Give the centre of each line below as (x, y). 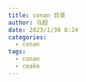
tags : (17, 52)
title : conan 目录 (37, 15)
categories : (27, 37)
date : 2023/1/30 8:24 (43, 30)
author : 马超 (28, 23)
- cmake (28, 66)
